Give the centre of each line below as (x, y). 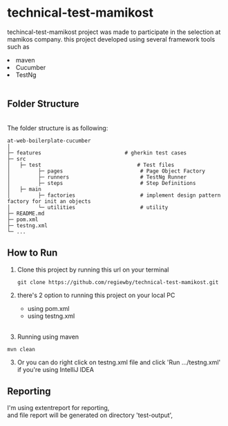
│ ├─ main (24, 189)
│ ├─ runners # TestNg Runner (97, 177)
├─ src (17, 159)
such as (18, 46)
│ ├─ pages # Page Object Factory (106, 171)
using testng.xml (51, 316)
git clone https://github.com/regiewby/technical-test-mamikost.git (118, 282)
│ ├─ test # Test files (91, 165)
